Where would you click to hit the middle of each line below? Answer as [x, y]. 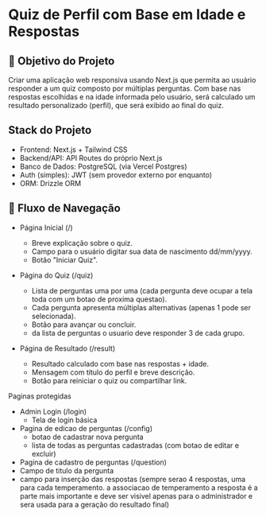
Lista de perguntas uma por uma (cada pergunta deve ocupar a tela [142, 290]
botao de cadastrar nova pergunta [88, 437]
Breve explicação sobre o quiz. [82, 243]
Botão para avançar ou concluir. [84, 325]
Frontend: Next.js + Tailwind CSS [74, 150]
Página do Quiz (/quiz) [56, 275]
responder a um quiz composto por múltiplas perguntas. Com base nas [125, 88]
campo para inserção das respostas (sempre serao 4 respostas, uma [133, 479]
